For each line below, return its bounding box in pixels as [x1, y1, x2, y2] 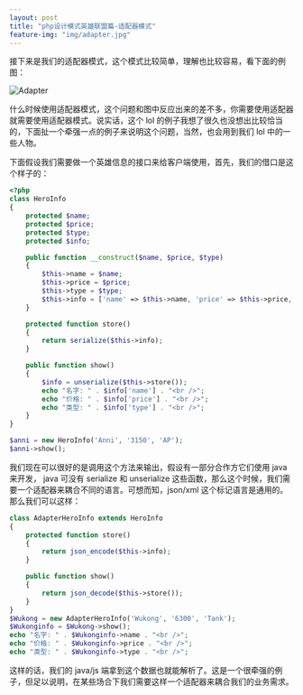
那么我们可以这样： [9, 496, 81, 506]
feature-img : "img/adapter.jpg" [9, 30, 131, 39]
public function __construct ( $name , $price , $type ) [25, 253, 224, 262]
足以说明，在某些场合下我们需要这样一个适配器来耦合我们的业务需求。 [32, 676, 294, 687]
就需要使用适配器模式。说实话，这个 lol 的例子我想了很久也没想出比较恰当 [9, 115, 284, 126]
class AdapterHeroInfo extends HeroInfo [9, 514, 164, 523]
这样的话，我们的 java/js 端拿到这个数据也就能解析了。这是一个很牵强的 [9, 664, 275, 675]
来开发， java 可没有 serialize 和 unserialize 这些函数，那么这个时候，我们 [9, 473, 283, 484]
